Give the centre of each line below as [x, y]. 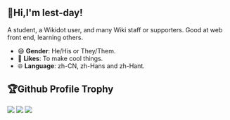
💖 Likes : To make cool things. [60, 58]
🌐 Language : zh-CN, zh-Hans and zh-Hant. [81, 66]
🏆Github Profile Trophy [60, 89]
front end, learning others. [45, 37]
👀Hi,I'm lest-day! [45, 13]
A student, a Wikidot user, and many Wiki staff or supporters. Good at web [115, 29]
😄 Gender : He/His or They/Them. [66, 51]
